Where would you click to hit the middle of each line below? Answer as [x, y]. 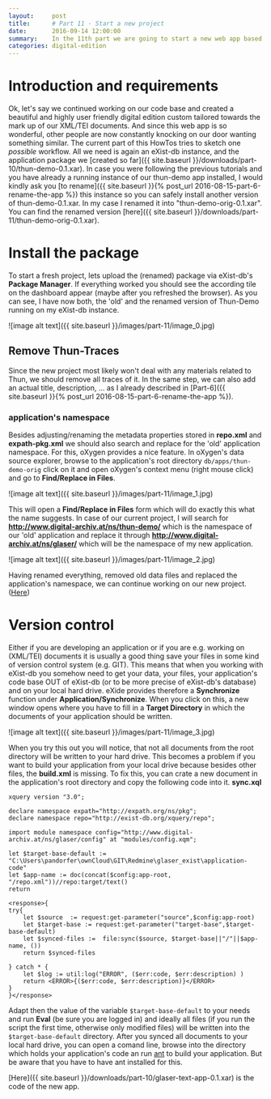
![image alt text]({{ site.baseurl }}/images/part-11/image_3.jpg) [112, 732]
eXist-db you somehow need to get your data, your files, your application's [133, 674]
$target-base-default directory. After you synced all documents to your [128, 1037]
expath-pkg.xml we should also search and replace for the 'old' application [134, 444]
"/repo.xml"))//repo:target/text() [68, 882]
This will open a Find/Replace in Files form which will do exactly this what [132, 509]
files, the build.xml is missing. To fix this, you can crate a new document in [133, 773]
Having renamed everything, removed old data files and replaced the [123, 575]
